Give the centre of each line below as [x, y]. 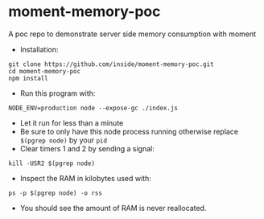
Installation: [39, 49]
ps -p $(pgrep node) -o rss [56, 193]
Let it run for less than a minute [72, 122]
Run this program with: [58, 93]
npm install [28, 78]
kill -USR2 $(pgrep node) [52, 163]
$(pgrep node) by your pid [63, 140]
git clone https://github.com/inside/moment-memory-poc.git [111, 64]
